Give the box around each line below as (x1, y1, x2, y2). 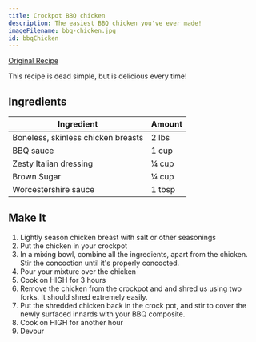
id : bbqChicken (8, 34, 59, 42)
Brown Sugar (12, 171, 62, 183)
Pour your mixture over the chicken (19, 266, 137, 276)
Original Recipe (8, 56, 59, 66)
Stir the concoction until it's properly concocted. (19, 258, 180, 268)
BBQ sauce (12, 145, 54, 156)
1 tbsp (150, 184, 176, 195)
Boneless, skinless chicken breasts (12, 132, 144, 143)
